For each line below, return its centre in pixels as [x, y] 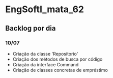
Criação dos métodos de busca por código [58, 59]
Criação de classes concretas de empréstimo [60, 70]
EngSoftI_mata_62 [45, 9]
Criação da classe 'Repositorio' [45, 54]
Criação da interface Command [46, 64]
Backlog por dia [31, 28]
